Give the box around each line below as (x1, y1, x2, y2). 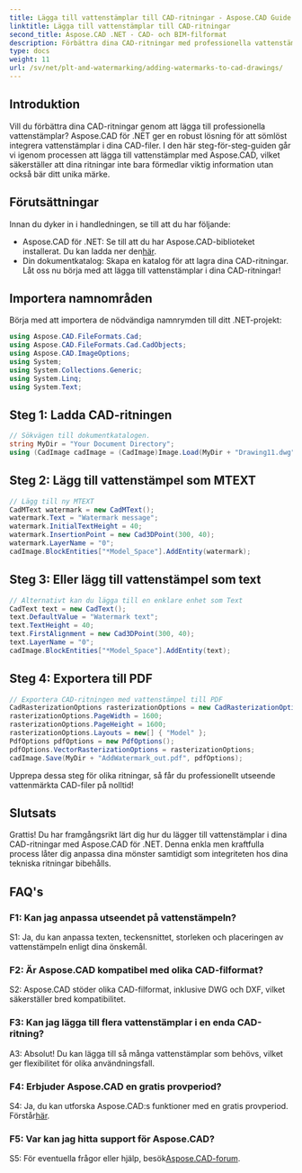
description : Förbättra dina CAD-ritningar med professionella (9, 38, 252, 48)
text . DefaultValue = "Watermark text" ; (9, 613, 159, 622)
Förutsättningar (9, 195, 99, 210)
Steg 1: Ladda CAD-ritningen (9, 407, 173, 423)
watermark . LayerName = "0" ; (9, 539, 115, 548)
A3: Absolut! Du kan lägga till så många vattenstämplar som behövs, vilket (9, 1048, 283, 1059)
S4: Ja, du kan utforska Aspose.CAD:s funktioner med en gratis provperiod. (9, 1100, 289, 1111)
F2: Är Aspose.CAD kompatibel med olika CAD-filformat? (9, 963, 263, 976)
